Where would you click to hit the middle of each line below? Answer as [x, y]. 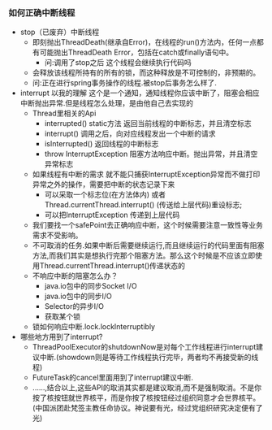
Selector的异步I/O [74, 306]
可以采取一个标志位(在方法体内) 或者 [105, 195]
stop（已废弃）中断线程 [60, 32]
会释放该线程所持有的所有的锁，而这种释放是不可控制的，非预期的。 [146, 73]
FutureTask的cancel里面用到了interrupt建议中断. [112, 378]
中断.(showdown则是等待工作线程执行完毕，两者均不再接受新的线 [149, 357]
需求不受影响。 [57, 235]
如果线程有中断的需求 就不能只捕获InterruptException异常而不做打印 [146, 174]
